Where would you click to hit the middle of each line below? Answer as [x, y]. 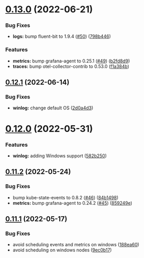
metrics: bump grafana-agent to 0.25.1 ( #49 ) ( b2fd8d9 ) [71, 61]
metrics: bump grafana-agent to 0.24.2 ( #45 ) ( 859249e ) [73, 203]
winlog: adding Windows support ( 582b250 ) [60, 156]
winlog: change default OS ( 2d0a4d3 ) [53, 108]
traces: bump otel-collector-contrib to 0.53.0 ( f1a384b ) [71, 66]
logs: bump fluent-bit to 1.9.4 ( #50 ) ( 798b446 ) [62, 36]
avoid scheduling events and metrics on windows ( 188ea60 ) [76, 245]
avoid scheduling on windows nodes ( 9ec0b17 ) [62, 250]
